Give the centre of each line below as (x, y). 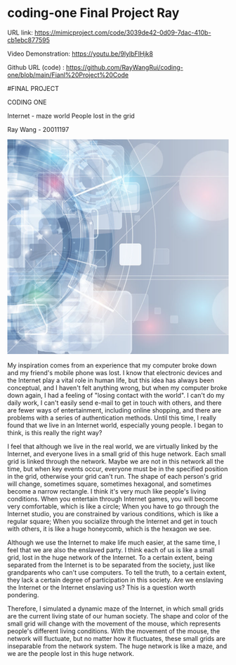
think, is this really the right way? (55, 432)
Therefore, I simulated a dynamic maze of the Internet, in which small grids (116, 609)
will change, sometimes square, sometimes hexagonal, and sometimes (110, 484)
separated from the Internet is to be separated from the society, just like (111, 565)
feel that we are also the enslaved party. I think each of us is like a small (111, 550)
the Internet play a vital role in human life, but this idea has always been (111, 380)
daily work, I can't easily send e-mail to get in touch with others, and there (115, 403)
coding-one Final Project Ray (93, 13)
